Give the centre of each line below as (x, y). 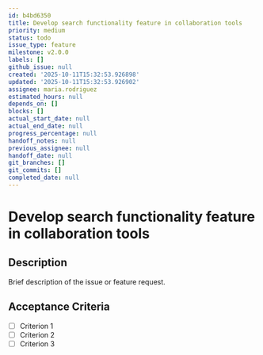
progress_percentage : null (53, 133)
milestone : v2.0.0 (38, 52)
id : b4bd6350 (30, 15)
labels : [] (26, 60)
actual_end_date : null (46, 126)
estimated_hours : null (46, 97)
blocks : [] (26, 112)
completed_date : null (44, 178)
